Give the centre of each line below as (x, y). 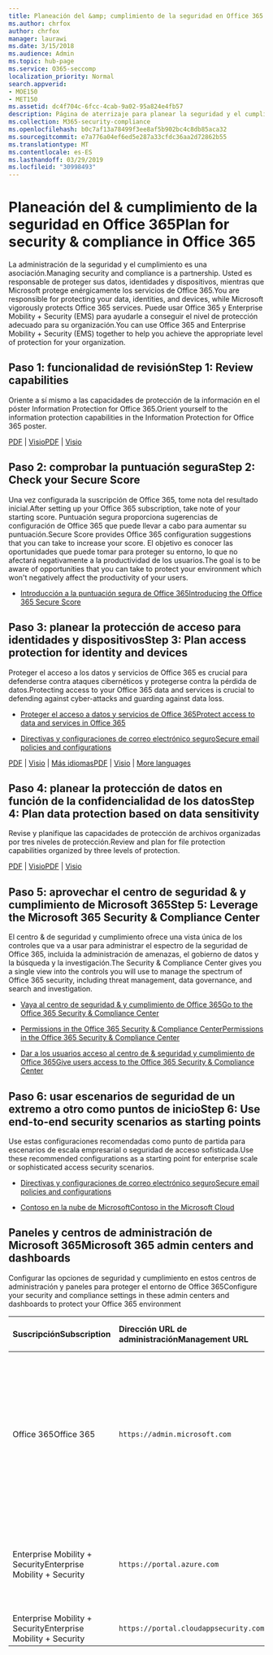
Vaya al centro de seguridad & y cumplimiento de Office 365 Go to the (136, 1004)
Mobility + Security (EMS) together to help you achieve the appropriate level (136, 333)
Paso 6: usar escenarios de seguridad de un (122, 1096)
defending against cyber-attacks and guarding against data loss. (117, 698)
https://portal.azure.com (169, 1564)
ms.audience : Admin (41, 54)
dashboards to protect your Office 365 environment (95, 1304)
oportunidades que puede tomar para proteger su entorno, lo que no (123, 551)
